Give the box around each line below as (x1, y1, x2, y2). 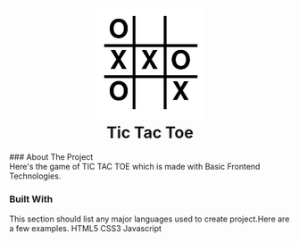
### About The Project (9, 152, 94, 163)
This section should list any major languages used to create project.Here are (9, 213, 290, 224)
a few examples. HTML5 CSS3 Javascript (9, 222, 162, 233)
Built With (9, 193, 54, 205)
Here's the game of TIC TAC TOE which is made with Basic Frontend (9, 162, 261, 172)
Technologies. (9, 171, 62, 181)
